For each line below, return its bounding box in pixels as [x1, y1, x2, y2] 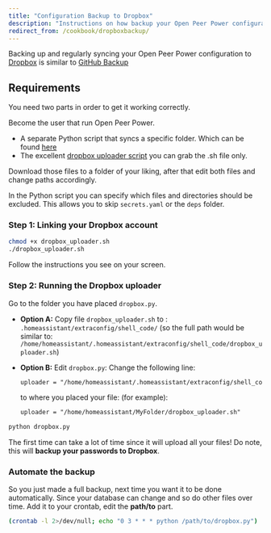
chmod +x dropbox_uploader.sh [8, 237, 110, 246]
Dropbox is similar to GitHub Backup [8, 57, 129, 67]
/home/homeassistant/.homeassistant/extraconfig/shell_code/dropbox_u [19, 340, 263, 348]
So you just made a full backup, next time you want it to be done [8, 485, 222, 494]
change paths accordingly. [8, 175, 97, 185]
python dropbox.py [8, 423, 70, 431]
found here [19, 142, 57, 152]
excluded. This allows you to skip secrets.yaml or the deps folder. [8, 199, 225, 209]
